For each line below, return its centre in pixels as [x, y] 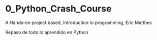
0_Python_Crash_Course [58, 9]
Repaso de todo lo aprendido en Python [47, 32]
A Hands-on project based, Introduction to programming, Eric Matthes [79, 22]
